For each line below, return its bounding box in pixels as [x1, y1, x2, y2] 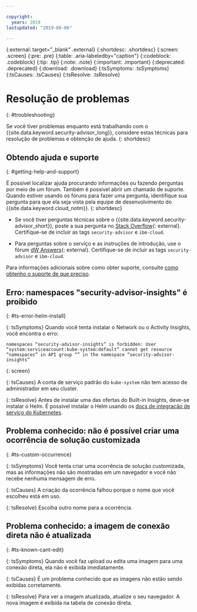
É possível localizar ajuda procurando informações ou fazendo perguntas [6, 179, 183, 186]
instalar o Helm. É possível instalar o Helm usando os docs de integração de [6, 402, 191, 410]
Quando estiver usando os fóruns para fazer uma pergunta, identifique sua [6, 192, 187, 199]
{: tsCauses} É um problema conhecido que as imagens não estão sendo [6, 575, 183, 582]
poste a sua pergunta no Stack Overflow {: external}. [55, 222, 181, 230]
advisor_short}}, [14, 222, 54, 230]
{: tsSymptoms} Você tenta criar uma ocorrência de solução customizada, [6, 462, 185, 469]
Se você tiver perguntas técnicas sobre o [14, 216, 115, 223]
